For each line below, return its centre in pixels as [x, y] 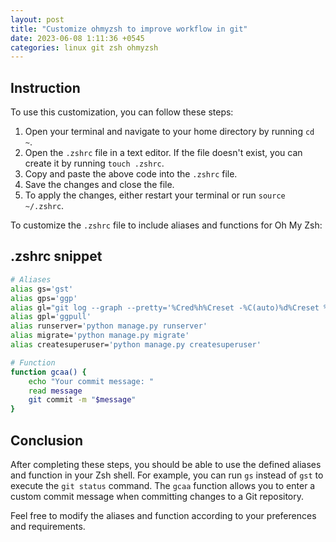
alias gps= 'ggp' [44, 298]
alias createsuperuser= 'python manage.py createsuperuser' [136, 345]
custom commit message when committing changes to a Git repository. [157, 496]
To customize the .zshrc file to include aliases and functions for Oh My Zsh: [166, 225]
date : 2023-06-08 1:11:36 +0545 [77, 38]
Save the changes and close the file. [99, 185]
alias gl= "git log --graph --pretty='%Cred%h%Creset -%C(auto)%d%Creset [165, 307]
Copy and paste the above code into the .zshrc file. [131, 174]
